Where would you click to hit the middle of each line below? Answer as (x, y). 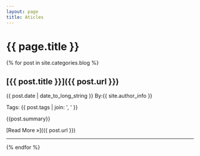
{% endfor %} (23, 147)
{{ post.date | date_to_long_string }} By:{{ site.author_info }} (79, 96)
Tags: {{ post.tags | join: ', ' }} (42, 107)
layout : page (22, 12)
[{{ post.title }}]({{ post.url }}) (62, 82)
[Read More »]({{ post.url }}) (41, 130)
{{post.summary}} (28, 119)
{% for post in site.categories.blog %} (53, 63)
